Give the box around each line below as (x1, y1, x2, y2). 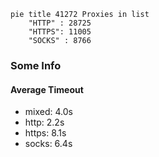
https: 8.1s (24, 127, 67, 139)
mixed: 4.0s (24, 106, 73, 118)
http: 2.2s (24, 116, 65, 129)
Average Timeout (10, 83, 84, 95)
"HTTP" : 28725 (28, 18, 92, 28)
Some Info (10, 58, 62, 72)
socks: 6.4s (24, 138, 73, 150)
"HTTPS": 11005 (28, 27, 92, 37)
